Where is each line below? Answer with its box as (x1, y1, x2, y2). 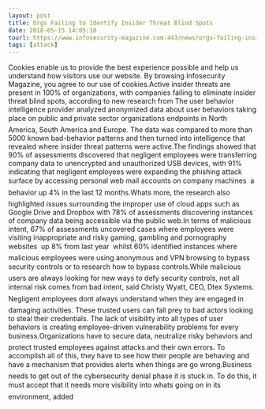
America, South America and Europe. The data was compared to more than (8, 125, 253, 134)
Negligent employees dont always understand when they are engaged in (8, 294, 244, 304)
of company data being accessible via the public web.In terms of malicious (8, 216, 252, 225)
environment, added (8, 392, 74, 402)
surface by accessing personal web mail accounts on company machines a (8, 176, 255, 186)
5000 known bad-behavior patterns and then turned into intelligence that (8, 134, 246, 143)
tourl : (8, 33, 30, 42)
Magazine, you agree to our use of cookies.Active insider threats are (8, 80, 231, 89)
